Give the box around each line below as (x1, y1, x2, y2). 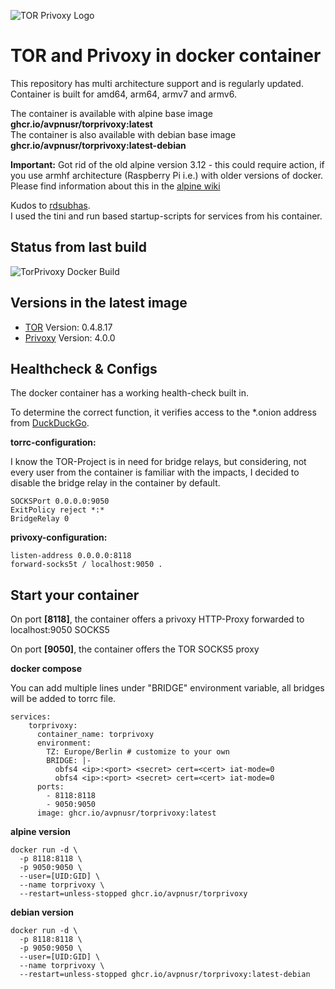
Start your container (10, 586, 140, 604)
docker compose (10, 663, 83, 675)
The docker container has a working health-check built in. (10, 387, 249, 399)
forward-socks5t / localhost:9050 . (10, 560, 163, 570)
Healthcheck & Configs (10, 360, 158, 377)
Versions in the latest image (10, 295, 188, 312)
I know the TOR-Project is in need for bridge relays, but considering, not (10, 456, 307, 468)
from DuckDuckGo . (10, 417, 90, 429)
